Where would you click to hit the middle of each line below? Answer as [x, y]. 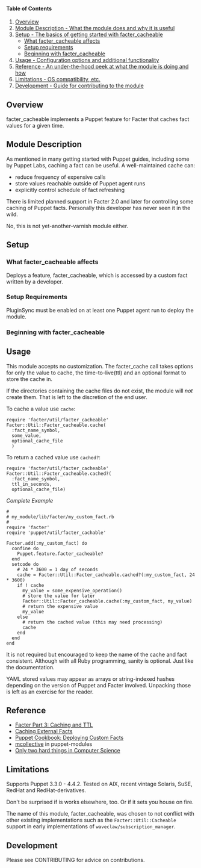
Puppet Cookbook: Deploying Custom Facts [69, 738]
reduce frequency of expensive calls [60, 177]
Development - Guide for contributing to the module [79, 86]
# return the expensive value [60, 606]
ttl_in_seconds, [32, 484]
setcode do [25, 564]
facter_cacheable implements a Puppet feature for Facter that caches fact [98, 119]
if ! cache [31, 585]
